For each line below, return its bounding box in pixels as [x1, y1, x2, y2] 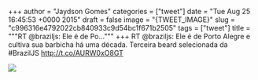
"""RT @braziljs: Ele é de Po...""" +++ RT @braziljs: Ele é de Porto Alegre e [8, 31, 250, 41]
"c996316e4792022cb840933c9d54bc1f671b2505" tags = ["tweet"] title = [8, 24, 251, 32]
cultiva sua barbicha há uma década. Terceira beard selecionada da [8, 40, 228, 49]
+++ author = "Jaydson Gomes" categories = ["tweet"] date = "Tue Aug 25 [8, 7, 251, 16]
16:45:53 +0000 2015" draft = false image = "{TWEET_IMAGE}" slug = [8, 15, 236, 24]
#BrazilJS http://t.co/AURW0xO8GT [8, 49, 123, 57]
